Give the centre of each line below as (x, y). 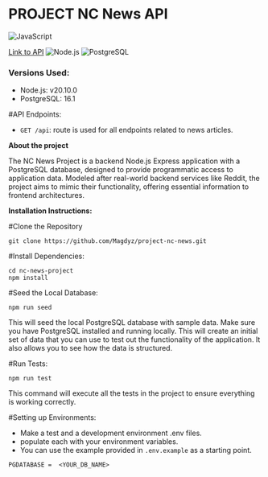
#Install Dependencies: (46, 256)
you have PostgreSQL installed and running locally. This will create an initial (133, 331)
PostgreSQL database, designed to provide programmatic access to (121, 170)
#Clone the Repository (45, 227)
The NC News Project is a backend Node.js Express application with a (124, 161)
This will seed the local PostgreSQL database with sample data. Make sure (132, 323)
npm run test (30, 379)
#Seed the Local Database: (53, 293)
